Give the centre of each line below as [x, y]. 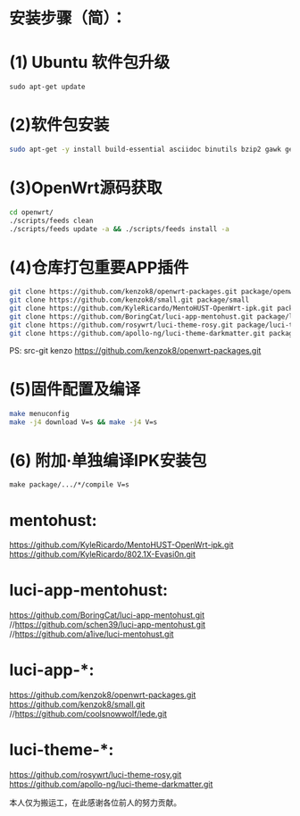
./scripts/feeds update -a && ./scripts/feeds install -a [119, 229]
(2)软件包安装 [59, 125]
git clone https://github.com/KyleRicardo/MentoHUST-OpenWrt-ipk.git [142, 309]
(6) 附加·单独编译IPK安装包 [108, 460]
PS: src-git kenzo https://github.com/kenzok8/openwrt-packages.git [135, 350]
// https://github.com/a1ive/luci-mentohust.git [92, 634]
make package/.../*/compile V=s [69, 485]
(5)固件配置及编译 [75, 389]
